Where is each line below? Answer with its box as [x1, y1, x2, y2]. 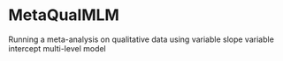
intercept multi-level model [8, 43, 107, 53]
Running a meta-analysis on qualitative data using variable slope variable [8, 34, 275, 44]
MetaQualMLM [8, 5, 120, 25]
